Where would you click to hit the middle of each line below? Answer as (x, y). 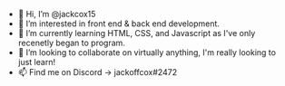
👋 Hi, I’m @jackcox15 (57, 14)
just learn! (37, 62)
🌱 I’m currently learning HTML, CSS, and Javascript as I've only (137, 33)
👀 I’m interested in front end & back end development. (119, 24)
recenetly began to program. (71, 43)
